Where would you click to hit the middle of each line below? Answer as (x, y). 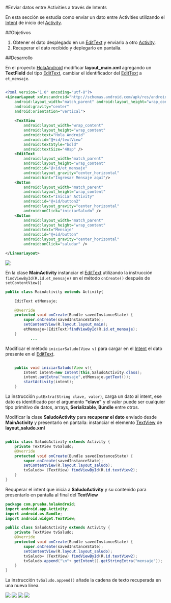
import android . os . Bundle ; (34, 514)
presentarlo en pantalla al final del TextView (52, 495)
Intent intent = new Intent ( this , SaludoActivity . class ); (83, 372)
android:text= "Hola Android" (54, 135)
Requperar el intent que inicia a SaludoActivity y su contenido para (76, 489)
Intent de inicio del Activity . (34, 23)
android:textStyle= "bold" (51, 144)
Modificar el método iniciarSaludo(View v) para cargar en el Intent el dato (84, 348)
